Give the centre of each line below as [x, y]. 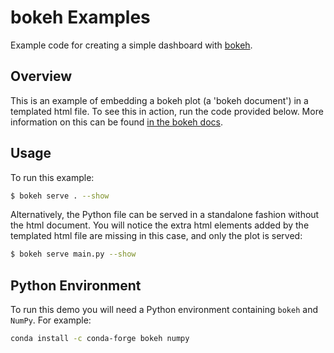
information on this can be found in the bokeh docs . [116, 122]
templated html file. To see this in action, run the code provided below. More [167, 111]
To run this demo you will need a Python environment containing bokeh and [164, 310]
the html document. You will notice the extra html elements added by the [160, 225]
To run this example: [52, 177]
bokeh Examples [80, 17]
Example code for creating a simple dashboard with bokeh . [131, 45]
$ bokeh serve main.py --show [73, 254]
